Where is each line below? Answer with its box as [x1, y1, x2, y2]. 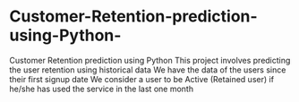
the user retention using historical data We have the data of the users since [9, 64, 286, 75]
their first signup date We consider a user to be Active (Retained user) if [9, 73, 275, 84]
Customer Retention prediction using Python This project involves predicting [9, 55, 291, 65]
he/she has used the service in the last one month [9, 83, 194, 94]
